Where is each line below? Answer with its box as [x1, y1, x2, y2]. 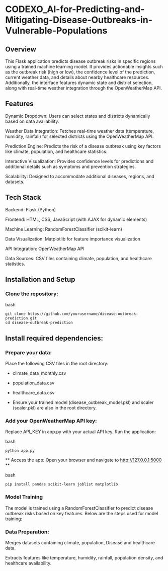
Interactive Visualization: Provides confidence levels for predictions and [5, 158, 154, 164]
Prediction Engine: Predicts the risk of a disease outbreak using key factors [5, 143, 161, 149]
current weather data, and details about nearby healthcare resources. [5, 74, 149, 80]
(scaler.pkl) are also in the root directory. [12, 405, 97, 411]
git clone [5, 311, 26, 316]
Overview [5, 45, 37, 53]
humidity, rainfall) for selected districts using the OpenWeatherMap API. [5, 133, 154, 139]
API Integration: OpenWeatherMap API [5, 246, 85, 252]
